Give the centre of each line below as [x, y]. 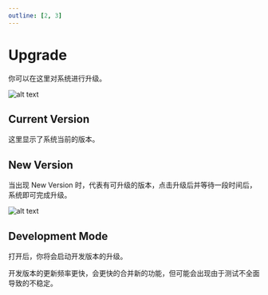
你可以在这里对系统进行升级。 [57, 78]
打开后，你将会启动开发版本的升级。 [68, 256]
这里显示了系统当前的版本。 [54, 140]
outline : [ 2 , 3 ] [35, 16]
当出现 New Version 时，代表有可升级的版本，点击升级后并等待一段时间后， [132, 185]
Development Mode [58, 236]
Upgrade [38, 55]
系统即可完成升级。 [40, 195]
